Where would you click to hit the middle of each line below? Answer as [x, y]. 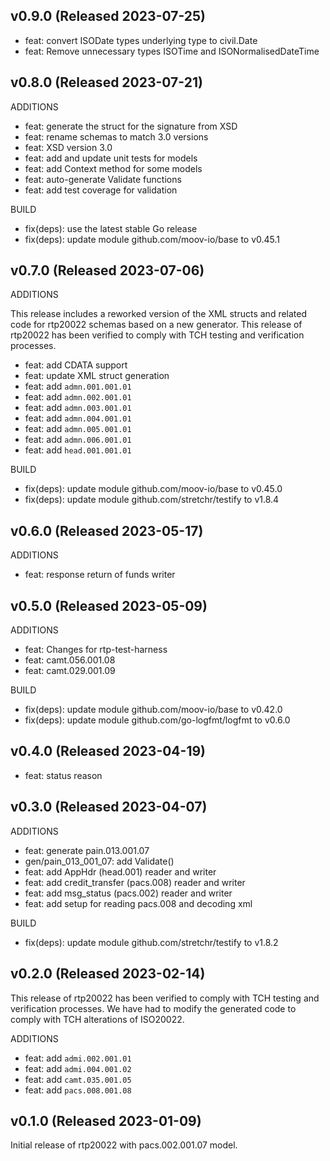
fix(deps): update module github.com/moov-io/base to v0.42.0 [153, 710]
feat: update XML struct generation [97, 376]
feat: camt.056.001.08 [70, 660]
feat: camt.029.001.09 [70, 671]
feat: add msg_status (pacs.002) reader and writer [128, 893]
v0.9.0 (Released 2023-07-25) [108, 16]
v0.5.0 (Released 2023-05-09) [109, 605]
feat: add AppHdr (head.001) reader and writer [120, 871]
